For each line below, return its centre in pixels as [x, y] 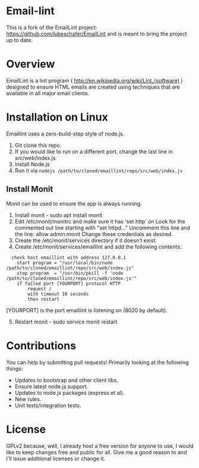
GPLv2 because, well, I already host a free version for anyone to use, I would [100, 446]
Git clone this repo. [38, 145]
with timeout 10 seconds [58, 294]
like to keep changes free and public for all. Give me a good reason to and [97, 452]
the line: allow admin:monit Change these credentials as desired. [94, 234]
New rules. [28, 399]
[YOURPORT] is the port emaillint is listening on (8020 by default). [87, 310]
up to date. [19, 40]
